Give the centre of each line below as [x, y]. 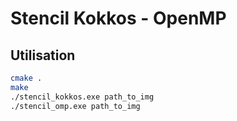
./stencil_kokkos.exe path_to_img [82, 97]
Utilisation [43, 55]
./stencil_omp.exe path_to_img [75, 106]
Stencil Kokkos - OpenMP [118, 18]
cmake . [26, 78]
